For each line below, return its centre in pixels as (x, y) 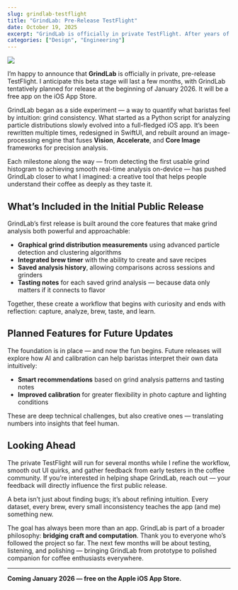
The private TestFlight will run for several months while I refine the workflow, (119, 462)
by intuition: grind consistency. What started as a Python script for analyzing (119, 118)
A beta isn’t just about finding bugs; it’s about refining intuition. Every (108, 499)
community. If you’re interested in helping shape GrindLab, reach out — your (119, 478)
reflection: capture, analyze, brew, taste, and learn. (81, 311)
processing (24, 140)
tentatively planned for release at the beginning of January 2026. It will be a (118, 89)
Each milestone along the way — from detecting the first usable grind (108, 162)
